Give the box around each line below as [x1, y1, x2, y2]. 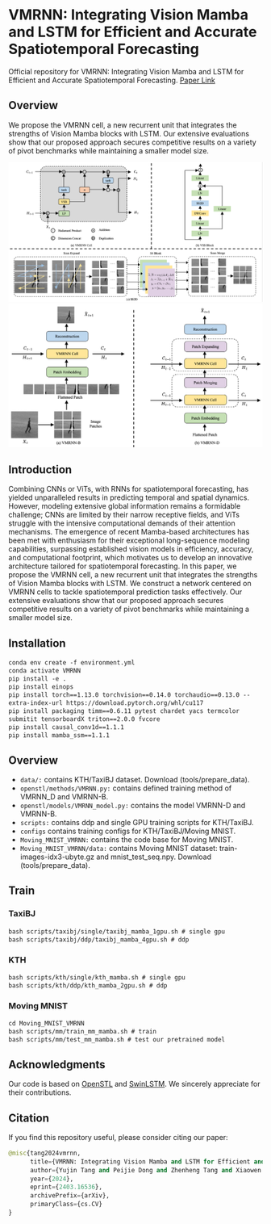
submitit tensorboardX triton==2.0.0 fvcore [8, 715, 161, 723]
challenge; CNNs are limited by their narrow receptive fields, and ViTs [8, 510, 240, 520]
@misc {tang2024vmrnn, [8, 1149, 81, 1157]
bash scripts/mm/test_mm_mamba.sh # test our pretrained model [8, 1036, 226, 1044]
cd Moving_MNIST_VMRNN [8, 1020, 85, 1028]
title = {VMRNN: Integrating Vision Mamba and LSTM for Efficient [29, 1157, 251, 1166]
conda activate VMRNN [8, 667, 81, 675]
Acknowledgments [8, 1058, 106, 1071]
